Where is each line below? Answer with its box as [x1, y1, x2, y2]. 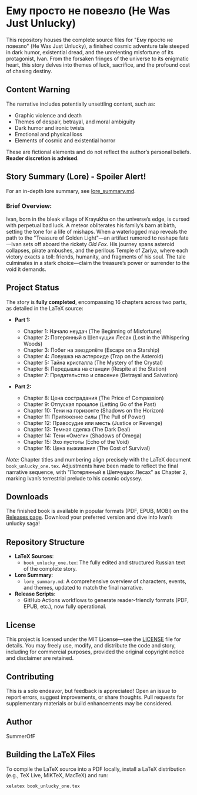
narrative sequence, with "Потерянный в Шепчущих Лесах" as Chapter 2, [6, 468, 188, 476]
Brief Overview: [6, 202, 52, 210]
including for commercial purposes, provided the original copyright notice [6, 648, 185, 656]
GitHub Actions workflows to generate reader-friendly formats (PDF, [23, 597, 189, 604]
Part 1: [14, 316, 31, 323]
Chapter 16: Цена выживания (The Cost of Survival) [23, 444, 151, 452]
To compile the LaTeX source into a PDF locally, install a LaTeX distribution [6, 765, 186, 773]
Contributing [6, 672, 54, 682]
